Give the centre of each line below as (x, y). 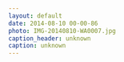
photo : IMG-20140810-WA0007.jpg (62, 31)
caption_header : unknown (50, 38)
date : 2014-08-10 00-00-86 (53, 23)
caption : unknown (37, 46)
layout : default (35, 16)
